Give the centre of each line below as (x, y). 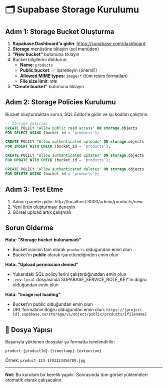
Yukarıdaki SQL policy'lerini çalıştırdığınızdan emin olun (69, 274)
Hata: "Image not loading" (33, 295)
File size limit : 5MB (38, 81)
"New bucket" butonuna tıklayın (46, 54)
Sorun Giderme (29, 228)
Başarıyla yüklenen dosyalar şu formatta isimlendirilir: (60, 342)
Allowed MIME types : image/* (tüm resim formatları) (74, 76)
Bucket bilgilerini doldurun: (40, 60)
